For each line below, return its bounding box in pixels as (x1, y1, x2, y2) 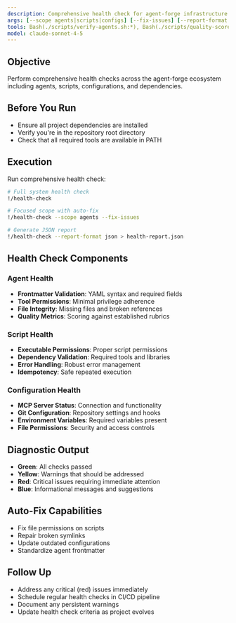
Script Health (7, 329, 54, 339)
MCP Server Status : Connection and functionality (17, 401, 162, 410)
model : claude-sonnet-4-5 (7, 29, 83, 37)
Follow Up (7, 566, 52, 579)
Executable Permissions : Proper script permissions (17, 345, 168, 354)
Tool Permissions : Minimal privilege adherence (17, 297, 155, 305)
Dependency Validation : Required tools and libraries (17, 352, 171, 361)
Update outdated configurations (17, 538, 110, 547)
